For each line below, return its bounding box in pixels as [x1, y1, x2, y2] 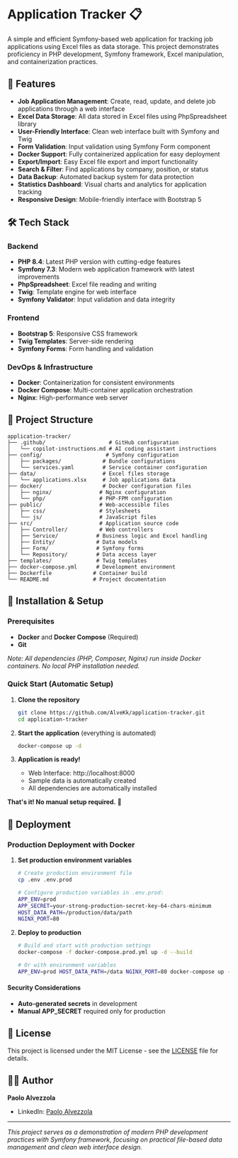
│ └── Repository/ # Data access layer [7, 551, 157, 558]
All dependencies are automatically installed [28, 784, 157, 793]
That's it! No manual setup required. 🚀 [7, 798, 122, 806]
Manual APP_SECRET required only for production [17, 1007, 166, 1015]
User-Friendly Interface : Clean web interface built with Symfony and [17, 127, 220, 136]
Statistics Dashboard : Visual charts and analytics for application [17, 180, 207, 188]
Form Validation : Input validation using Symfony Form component [17, 142, 211, 151]
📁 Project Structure [7, 414, 93, 426]
